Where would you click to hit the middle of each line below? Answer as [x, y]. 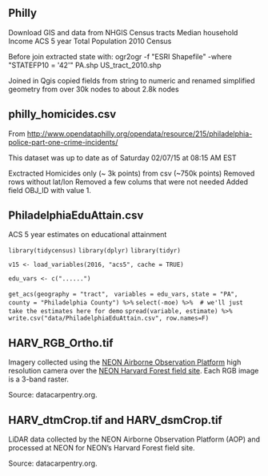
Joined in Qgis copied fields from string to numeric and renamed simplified [132, 80]
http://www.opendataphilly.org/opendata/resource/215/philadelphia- [140, 133]
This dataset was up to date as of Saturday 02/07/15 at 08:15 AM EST [123, 157]
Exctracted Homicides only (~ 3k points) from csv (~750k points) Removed [132, 173]
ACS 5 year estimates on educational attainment [88, 235]
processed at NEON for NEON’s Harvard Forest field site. [102, 448]
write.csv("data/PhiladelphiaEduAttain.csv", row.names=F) [109, 319]
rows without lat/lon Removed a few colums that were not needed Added [128, 182]
